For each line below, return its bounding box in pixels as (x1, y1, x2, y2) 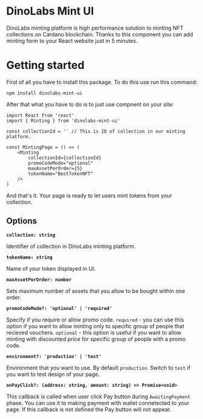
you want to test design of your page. (6, 371, 100, 378)
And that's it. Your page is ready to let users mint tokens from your (6, 192, 173, 199)
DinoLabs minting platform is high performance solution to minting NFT (6, 24, 184, 31)
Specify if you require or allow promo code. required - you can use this (6, 316, 184, 323)
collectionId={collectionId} (28, 154, 102, 161)
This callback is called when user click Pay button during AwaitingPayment (6, 392, 191, 400)
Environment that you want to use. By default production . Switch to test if (6, 364, 191, 371)
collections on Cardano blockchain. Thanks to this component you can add (6, 30, 193, 38)
